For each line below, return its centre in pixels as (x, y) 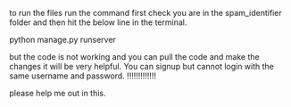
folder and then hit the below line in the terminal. (98, 22)
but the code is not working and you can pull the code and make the (135, 57)
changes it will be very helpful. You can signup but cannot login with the (142, 66)
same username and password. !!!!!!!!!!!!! (83, 76)
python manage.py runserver (62, 40)
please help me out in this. (58, 93)
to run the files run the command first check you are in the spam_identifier (146, 13)
